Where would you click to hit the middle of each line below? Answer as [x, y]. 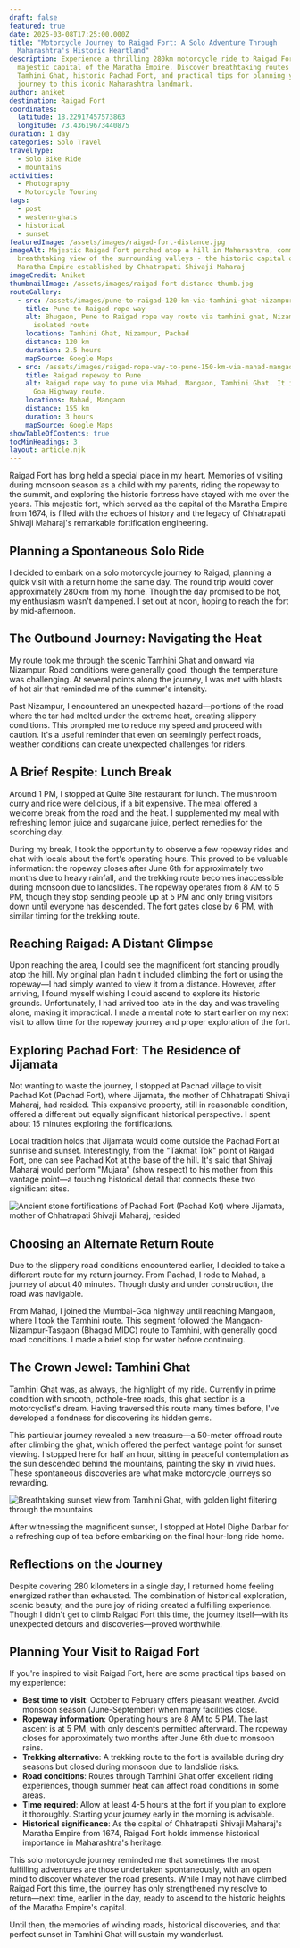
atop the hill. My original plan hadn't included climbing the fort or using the [146, 975]
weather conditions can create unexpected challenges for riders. [129, 744]
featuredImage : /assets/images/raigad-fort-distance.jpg [117, 242]
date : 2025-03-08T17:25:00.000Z [69, 34]
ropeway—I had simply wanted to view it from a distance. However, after [143, 984]
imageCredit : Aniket [48, 275]
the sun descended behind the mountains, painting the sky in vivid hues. [143, 1463]
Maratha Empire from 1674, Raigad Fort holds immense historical [141, 1834]
